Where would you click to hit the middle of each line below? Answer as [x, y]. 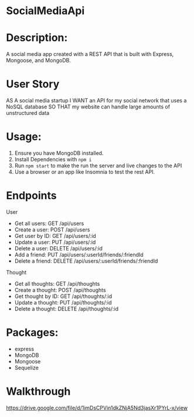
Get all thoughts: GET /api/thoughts [57, 283]
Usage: [24, 137]
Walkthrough [38, 391]
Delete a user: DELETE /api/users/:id [58, 248]
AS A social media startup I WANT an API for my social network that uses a [96, 101]
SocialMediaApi [45, 11]
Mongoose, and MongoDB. [39, 61]
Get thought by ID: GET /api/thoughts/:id [63, 296]
